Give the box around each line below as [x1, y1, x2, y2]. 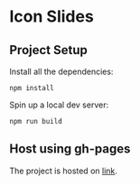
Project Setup [9, 42, 89, 58]
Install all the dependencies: [9, 66, 114, 77]
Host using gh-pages [9, 142, 131, 157]
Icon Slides [9, 6, 95, 27]
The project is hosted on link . [9, 165, 117, 176]
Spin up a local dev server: [9, 99, 109, 110]
